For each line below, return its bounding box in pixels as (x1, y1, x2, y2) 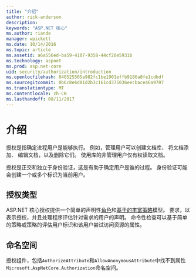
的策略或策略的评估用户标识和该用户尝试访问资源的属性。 (6, 221, 145, 228)
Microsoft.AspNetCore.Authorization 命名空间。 (6, 264, 121, 271)
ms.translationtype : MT (6, 85, 65, 91)
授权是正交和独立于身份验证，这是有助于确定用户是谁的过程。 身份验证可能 (6, 163, 188, 171)
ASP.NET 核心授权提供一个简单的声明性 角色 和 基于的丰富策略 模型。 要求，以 (6, 206, 191, 213)
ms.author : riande (6, 31, 51, 36)
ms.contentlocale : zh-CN (6, 91, 67, 96)
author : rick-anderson (6, 14, 62, 20)
